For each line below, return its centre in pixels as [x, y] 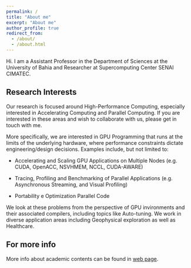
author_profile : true [33, 28]
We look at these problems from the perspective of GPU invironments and [95, 207]
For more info [31, 245]
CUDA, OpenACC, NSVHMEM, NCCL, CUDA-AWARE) [79, 167]
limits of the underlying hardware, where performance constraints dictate [95, 143]
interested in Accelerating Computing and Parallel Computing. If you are [93, 113]
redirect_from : [25, 34]
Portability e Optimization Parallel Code [62, 196]
